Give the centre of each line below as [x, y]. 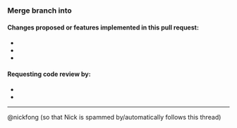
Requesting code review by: [49, 74]
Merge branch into [39, 11]
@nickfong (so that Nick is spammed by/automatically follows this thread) [114, 117]
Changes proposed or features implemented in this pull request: [103, 27]
